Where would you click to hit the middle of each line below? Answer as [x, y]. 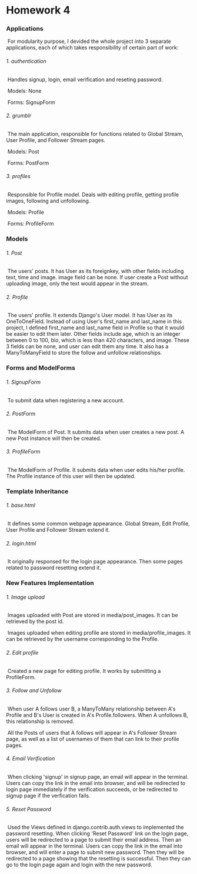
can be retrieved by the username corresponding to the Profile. [83, 639]
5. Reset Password [29, 809]
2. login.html [21, 543]
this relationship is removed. [40, 721]
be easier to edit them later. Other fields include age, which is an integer [93, 334]
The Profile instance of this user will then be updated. [71, 476]
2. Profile [17, 297]
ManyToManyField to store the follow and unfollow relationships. [84, 353]
